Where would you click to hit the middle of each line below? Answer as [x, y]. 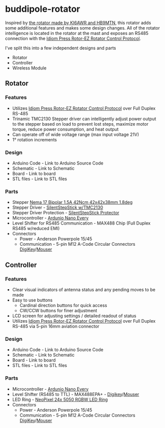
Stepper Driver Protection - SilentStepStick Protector [66, 213]
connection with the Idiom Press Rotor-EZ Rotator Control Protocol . [73, 38]
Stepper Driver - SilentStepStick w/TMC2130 [58, 207]
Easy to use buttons [32, 300]
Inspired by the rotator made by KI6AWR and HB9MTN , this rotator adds [78, 23]
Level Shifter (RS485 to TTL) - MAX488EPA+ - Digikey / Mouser [76, 394]
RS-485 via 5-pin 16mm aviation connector [56, 326]
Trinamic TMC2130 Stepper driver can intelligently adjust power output [84, 119]
